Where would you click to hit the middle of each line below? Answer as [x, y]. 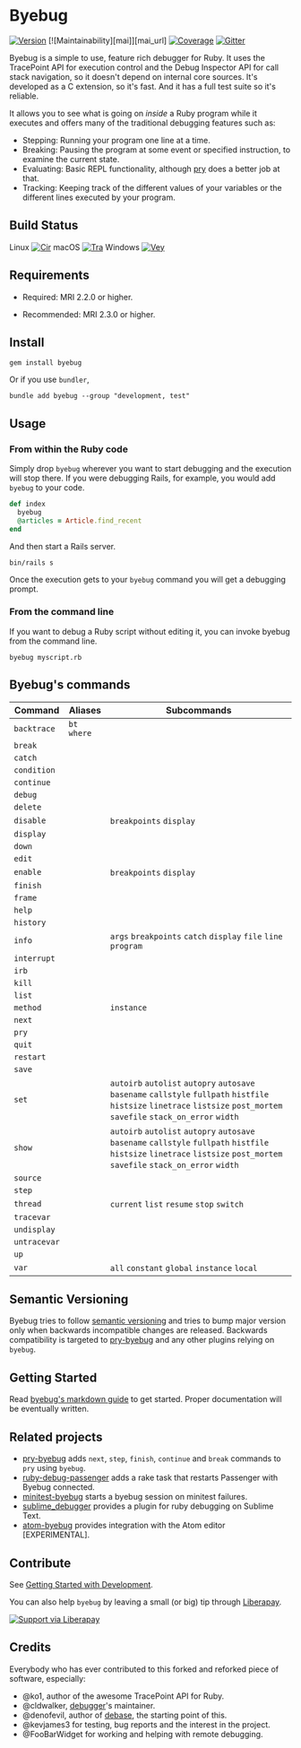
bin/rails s [31, 562]
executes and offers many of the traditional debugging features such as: [142, 123]
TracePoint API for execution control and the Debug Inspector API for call [144, 67]
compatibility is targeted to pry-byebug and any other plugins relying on [142, 1340]
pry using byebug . [54, 1468]
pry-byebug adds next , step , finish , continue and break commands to [151, 1458]
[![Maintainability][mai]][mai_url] [107, 40]
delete [28, 807]
